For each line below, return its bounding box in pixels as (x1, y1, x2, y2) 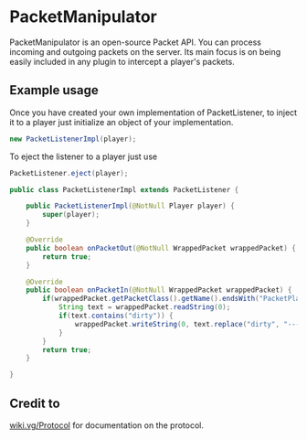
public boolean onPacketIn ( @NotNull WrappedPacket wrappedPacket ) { (26, 285, 292, 295)
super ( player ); (42, 210, 101, 220)
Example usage (9, 82, 99, 98)
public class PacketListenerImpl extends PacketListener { (9, 185, 239, 194)
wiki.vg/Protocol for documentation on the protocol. (9, 419, 204, 431)
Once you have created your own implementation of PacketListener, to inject (9, 107, 298, 118)
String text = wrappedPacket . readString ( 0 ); (58, 303, 231, 312)
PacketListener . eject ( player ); (9, 168, 129, 177)
